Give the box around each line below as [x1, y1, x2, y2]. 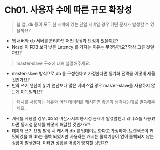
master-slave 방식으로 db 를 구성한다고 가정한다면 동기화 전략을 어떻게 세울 [11, 70, 156, 76]
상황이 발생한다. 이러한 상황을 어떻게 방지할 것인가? [11, 139, 109, 146]
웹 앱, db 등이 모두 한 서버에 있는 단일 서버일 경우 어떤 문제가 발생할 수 [16, 21, 149, 27]
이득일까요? [20, 88, 43, 95]
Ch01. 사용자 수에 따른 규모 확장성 [4, 4, 132, 16]
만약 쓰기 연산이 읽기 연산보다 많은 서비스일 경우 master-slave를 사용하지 [11, 83, 150, 88]
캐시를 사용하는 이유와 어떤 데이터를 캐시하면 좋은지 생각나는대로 [16, 99, 139, 105]
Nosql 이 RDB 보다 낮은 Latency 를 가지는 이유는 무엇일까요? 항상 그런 [11, 44, 145, 50]
